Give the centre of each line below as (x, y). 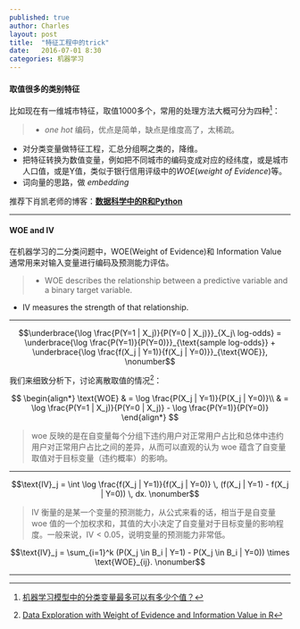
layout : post (33, 34)
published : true (39, 17)
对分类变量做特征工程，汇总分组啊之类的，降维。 (112, 148)
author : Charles (39, 26)
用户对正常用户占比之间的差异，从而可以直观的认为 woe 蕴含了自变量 (158, 447)
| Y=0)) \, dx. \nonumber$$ (150, 493)
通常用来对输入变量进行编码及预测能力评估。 (92, 263)
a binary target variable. (88, 290)
